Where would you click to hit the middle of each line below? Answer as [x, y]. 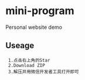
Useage [20, 46]
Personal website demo [34, 27]
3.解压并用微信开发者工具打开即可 [43, 72]
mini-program [40, 11]
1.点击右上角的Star [29, 60]
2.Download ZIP [26, 65]
